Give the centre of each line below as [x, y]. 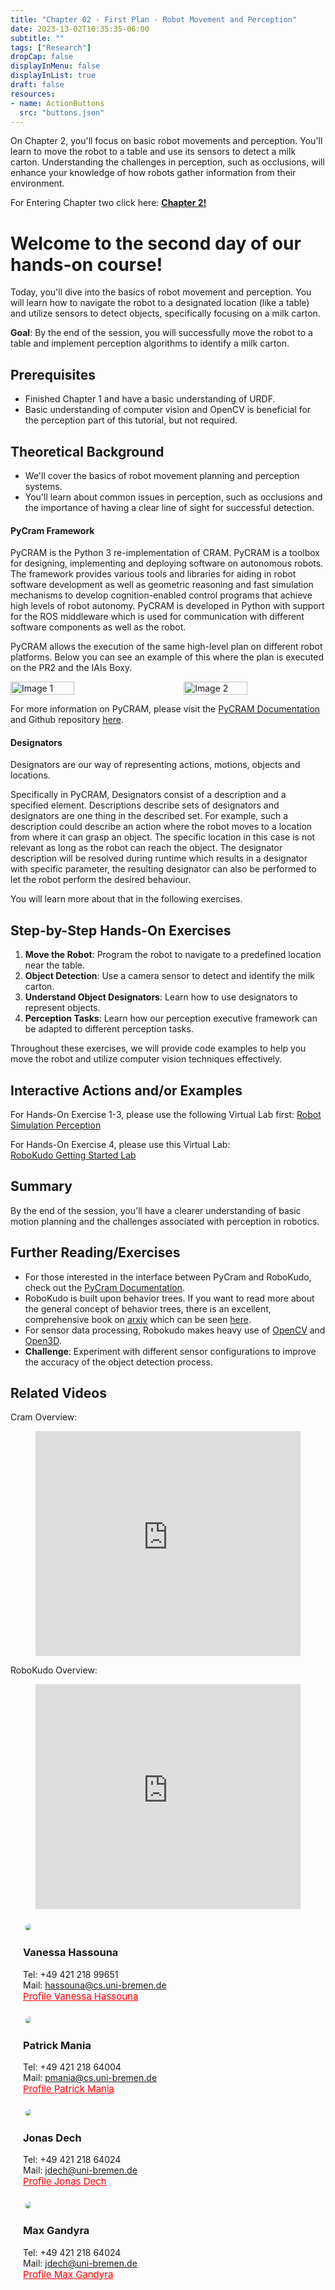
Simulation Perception [56, 1125]
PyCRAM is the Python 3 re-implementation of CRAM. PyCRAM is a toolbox [165, 553]
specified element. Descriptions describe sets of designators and [145, 805]
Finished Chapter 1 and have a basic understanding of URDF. [150, 399]
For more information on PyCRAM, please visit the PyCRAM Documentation [165, 709]
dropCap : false [42, 57]
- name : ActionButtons [57, 103]
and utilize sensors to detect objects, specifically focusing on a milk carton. [165, 313]
